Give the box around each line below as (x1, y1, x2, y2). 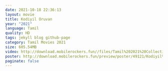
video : (5, 49, 19, 54)
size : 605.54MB (5, 44, 37, 49)
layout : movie (5, 12, 35, 17)
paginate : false (5, 58, 39, 63)
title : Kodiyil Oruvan (5, 16, 52, 21)
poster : (5, 53, 21, 59)
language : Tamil (5, 26, 39, 31)
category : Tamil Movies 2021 (5, 40, 66, 45)
